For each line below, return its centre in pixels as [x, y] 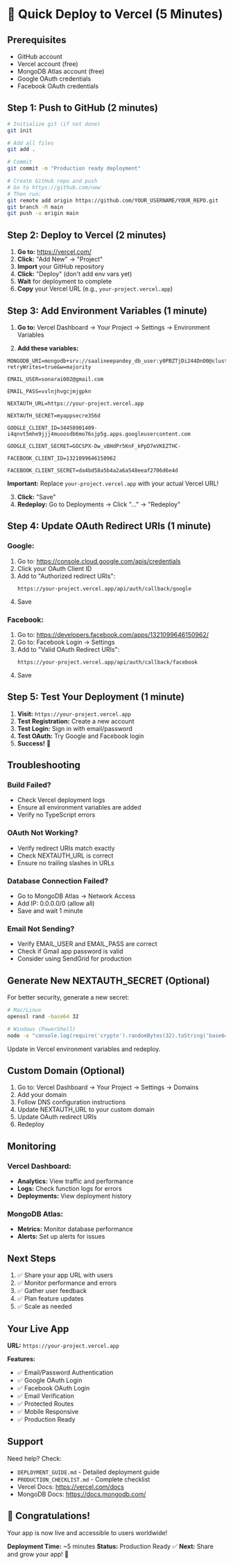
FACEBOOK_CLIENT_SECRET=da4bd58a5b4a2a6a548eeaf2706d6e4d [93, 470]
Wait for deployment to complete [64, 282]
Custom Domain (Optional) [66, 1071]
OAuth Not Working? [43, 833]
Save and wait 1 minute [50, 911]
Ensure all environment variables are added [79, 808]
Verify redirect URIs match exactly [66, 848]
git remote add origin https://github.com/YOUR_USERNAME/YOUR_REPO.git [113, 200]
